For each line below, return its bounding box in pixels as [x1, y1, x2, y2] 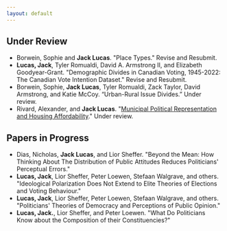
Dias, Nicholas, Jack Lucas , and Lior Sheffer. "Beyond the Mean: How [16, 151, 214, 159]
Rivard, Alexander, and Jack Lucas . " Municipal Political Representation [16, 104, 217, 113]
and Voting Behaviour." [16, 187, 82, 195]
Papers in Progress [6, 132, 90, 144]
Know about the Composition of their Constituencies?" [16, 216, 171, 224]
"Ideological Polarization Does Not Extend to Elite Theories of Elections [16, 179, 217, 188]
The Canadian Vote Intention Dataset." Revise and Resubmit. [16, 76, 187, 84]
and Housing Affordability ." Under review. [16, 112, 134, 120]
